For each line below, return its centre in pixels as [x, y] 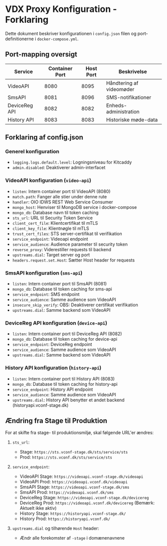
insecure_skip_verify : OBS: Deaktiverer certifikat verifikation [75, 305]
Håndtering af [122, 83]
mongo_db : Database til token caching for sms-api [62, 289]
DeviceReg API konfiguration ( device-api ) [56, 323]
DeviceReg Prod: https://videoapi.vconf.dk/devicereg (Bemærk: [87, 503]
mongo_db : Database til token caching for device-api [65, 339]
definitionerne [19, 39]
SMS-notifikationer [129, 97]
